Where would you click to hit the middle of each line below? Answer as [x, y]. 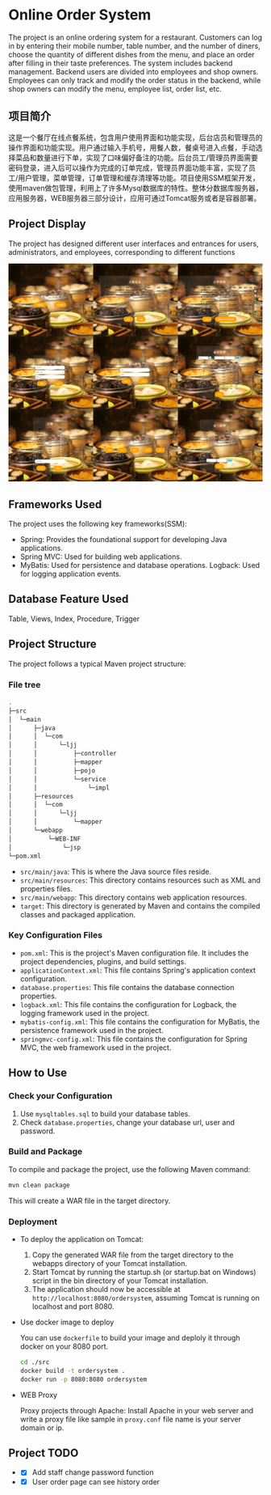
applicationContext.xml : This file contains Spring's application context [138, 970]
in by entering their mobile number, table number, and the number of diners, [134, 45]
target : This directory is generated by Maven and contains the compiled [140, 906]
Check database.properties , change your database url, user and [127, 1122]
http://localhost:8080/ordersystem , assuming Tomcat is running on [146, 1298]
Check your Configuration [60, 1096]
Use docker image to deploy [67, 1322]
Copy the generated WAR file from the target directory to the [133, 1255]
